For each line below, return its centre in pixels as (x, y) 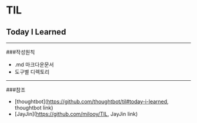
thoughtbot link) (34, 108)
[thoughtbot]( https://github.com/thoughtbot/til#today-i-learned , (91, 101)
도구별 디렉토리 (32, 72)
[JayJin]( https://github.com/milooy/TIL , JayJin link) (76, 114)
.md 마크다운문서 (34, 64)
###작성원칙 (21, 52)
